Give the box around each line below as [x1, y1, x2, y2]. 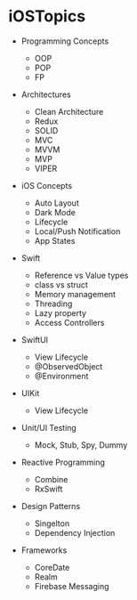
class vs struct [34, 279, 88, 290]
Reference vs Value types [34, 270, 129, 280]
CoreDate [34, 562, 70, 572]
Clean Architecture [34, 106, 104, 117]
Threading [34, 298, 73, 309]
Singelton [34, 518, 70, 529]
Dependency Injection [34, 527, 116, 538]
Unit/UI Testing [20, 422, 77, 433]
